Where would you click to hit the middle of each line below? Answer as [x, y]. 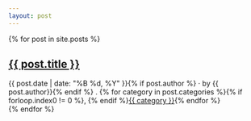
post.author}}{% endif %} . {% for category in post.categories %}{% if [125, 92]
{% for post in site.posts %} [54, 39]
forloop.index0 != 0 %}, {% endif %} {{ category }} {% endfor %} [114, 101]
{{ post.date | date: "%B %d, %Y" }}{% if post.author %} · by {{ [114, 83]
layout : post [30, 16]
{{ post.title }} [44, 64]
